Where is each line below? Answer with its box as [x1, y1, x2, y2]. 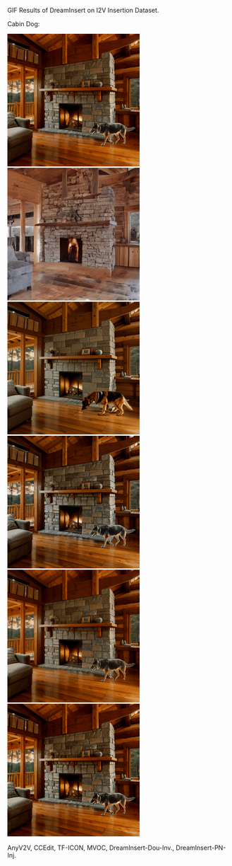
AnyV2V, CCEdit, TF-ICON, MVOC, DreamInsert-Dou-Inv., [7, 843, 175, 852]
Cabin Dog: [7, 20, 40, 28]
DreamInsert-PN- [176, 843, 226, 852]
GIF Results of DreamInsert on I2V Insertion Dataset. [7, 6, 159, 14]
